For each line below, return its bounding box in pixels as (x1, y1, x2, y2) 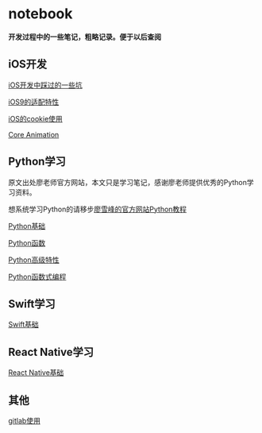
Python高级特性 (8, 255, 60, 265)
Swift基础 (8, 319, 40, 330)
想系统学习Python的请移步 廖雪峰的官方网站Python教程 (8, 204, 187, 214)
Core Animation (8, 130, 60, 139)
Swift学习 (8, 297, 56, 311)
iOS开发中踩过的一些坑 (8, 80, 83, 90)
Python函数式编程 (8, 272, 67, 281)
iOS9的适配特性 (8, 97, 60, 106)
